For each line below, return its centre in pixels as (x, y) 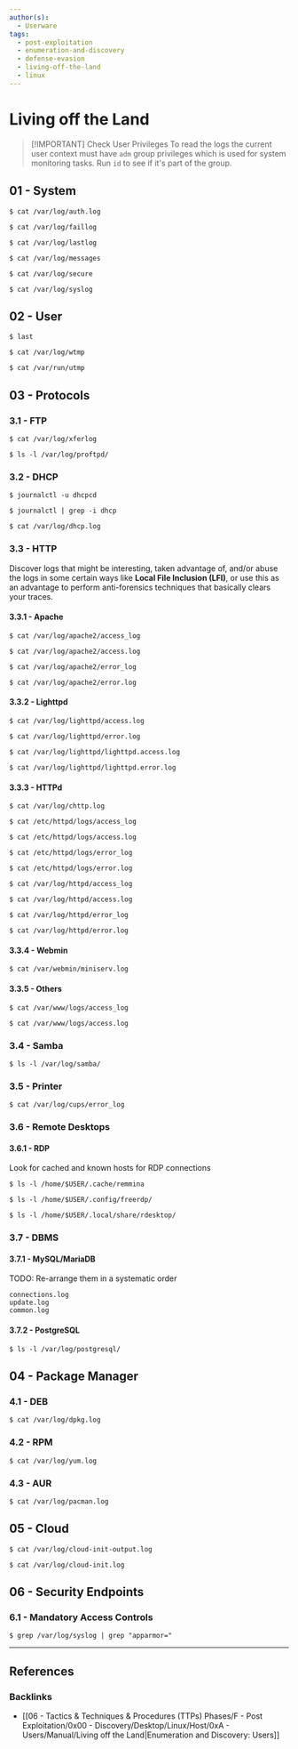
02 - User (36, 316)
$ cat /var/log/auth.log (55, 211)
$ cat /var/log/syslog (51, 289)
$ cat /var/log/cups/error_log (67, 1105)
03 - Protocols (50, 395)
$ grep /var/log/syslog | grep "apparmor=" (91, 1636)
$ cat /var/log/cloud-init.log (67, 1565)
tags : (19, 34)
